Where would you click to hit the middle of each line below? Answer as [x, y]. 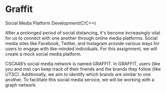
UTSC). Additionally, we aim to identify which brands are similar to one [78, 74]
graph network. [21, 85]
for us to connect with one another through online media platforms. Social [81, 38]
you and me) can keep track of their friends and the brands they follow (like [83, 69]
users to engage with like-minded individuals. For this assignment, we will [81, 48]
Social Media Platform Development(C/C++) [51, 23]
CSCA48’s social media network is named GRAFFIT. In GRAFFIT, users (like [83, 63]
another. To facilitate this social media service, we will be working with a [80, 79]
